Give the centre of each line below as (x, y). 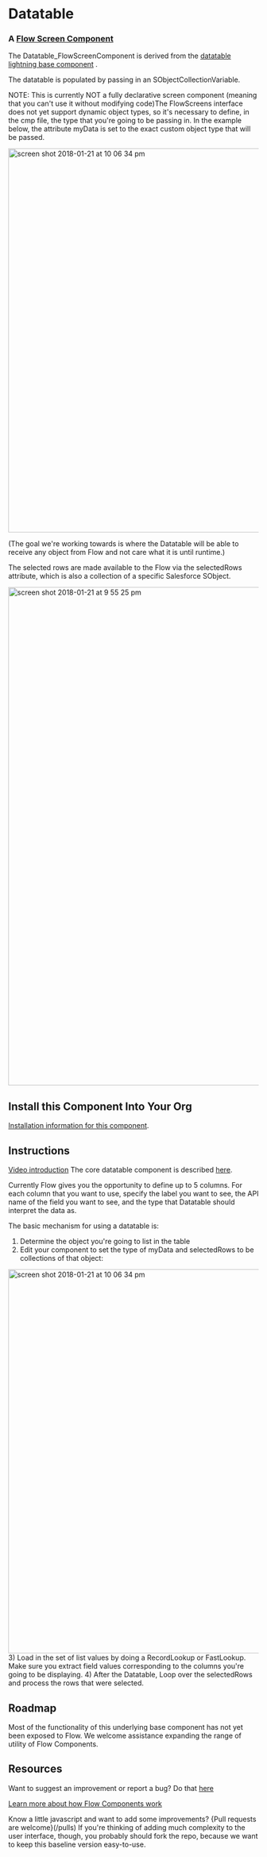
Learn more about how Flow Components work (85, 1803)
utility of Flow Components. (53, 1744)
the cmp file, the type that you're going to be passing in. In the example (125, 121)
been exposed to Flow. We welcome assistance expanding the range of (125, 1735)
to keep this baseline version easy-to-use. (77, 1844)
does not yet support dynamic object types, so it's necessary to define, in (129, 112)
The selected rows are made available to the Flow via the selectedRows (125, 568)
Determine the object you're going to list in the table (105, 1242)
